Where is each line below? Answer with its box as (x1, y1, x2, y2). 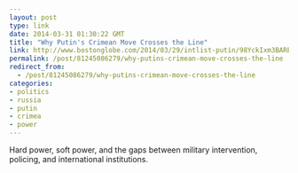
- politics (9, 87, 50, 96)
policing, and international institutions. (9, 154, 149, 164)
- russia (9, 95, 42, 105)
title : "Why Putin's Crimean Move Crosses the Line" (9, 37, 208, 47)
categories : (9, 79, 53, 88)
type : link (9, 21, 50, 30)
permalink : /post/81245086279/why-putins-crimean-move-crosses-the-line (9, 54, 284, 63)
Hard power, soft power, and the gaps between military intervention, (9, 145, 258, 155)
